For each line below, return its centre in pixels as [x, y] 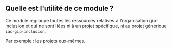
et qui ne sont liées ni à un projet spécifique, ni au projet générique [96, 26]
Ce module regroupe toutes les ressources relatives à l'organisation [77, 20]
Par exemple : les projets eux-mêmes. [45, 41]
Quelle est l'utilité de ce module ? [60, 8]
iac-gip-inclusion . [26, 31]
